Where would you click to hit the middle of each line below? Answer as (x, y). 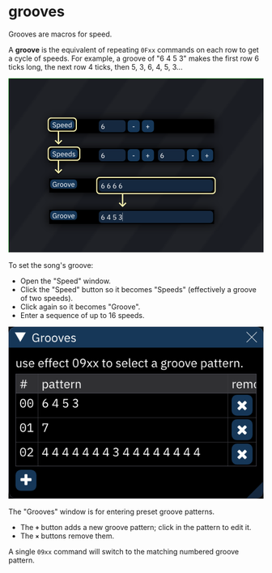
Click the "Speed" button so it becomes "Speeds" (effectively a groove (138, 289)
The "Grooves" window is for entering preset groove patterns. (112, 511)
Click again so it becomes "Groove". (80, 307)
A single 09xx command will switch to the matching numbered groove (124, 551)
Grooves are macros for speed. (60, 34)
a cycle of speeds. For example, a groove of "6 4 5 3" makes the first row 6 (134, 58)
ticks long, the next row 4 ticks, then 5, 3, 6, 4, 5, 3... (96, 66)
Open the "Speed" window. (66, 281)
